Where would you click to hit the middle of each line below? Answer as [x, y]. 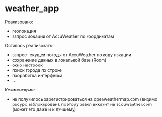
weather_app [32, 8]
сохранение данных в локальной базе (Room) [59, 60]
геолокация [24, 31]
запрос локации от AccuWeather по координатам [63, 36]
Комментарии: [20, 90]
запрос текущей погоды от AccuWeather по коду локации [72, 55]
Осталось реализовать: [29, 45]
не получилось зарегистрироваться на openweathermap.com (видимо [85, 99]
